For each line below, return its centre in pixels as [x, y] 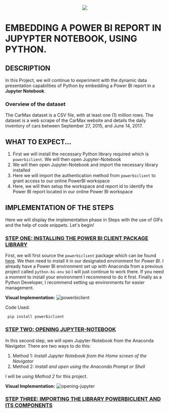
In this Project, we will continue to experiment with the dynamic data [76, 80]
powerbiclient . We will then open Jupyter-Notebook [67, 159]
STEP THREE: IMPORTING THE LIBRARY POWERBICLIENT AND [83, 399]
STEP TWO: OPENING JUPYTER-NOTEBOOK [61, 329]
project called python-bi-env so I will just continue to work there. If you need [84, 272]
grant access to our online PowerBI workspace [61, 181]
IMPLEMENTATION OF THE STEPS [60, 208]
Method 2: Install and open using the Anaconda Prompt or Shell [79, 366]
